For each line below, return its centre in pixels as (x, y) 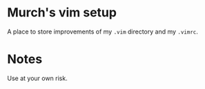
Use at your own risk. (37, 78)
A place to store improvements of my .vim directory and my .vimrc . (103, 31)
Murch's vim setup (62, 13)
